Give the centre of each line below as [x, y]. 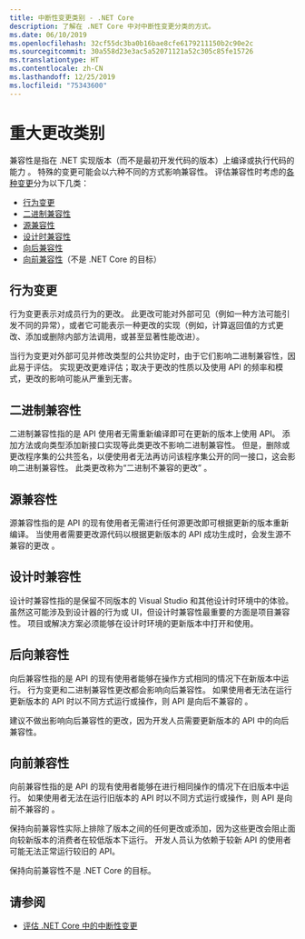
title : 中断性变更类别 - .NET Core [72, 18]
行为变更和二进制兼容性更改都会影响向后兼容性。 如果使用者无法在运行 [159, 689]
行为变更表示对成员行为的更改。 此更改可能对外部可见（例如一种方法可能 [146, 314]
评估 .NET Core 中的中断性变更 [80, 926]
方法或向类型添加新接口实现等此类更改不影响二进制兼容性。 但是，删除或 [153, 445]
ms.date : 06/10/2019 [49, 35]
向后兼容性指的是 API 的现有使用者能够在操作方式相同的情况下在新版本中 [145, 678]
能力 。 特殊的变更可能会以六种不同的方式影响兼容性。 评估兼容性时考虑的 [148, 171]
